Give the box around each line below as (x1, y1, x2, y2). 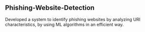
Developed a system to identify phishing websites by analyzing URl (5, 16, 141, 22)
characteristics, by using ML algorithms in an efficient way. (5, 21, 124, 27)
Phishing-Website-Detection (5, 4, 95, 12)
